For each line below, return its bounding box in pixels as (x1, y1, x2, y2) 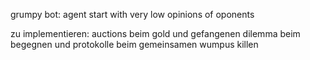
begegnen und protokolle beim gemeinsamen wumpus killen (10, 39, 259, 50)
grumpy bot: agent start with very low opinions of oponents (10, 9, 255, 20)
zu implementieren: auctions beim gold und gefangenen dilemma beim (10, 28, 301, 39)
